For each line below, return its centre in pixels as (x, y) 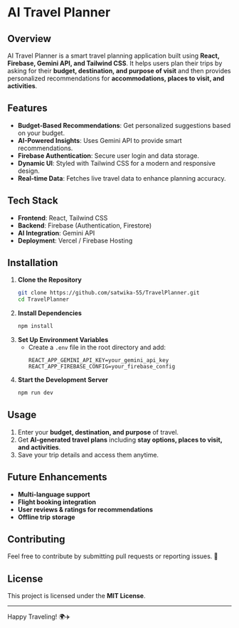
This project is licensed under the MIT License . (76, 596)
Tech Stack (33, 201)
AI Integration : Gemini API (56, 233)
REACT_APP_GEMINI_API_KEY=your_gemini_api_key (99, 361)
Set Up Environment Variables (63, 340)
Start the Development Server (63, 380)
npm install (35, 326)
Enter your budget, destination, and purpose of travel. (98, 432)
